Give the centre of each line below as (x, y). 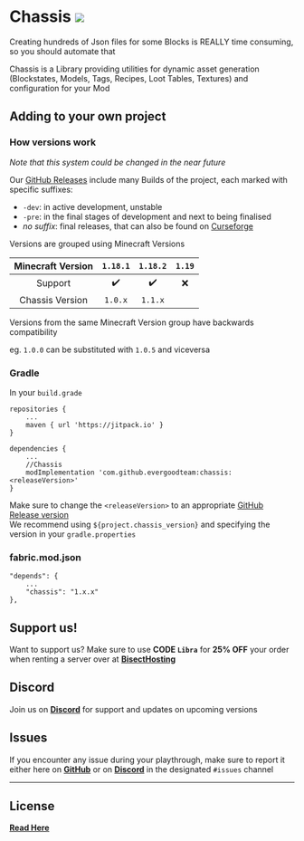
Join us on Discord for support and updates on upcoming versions (133, 709)
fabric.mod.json (45, 557)
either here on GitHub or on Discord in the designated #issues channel (142, 769)
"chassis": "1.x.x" (62, 592)
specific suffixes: (41, 189)
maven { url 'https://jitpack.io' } (95, 425)
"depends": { (34, 577)
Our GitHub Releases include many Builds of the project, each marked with (148, 179)
